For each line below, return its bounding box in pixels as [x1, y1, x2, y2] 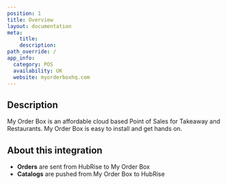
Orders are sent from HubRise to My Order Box [16, 162, 150, 171]
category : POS [13, 61, 53, 68]
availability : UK [13, 67, 63, 74]
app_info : [7, 55, 36, 62]
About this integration [7, 145, 103, 156]
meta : [7, 29, 23, 36]
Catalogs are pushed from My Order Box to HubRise [16, 170, 165, 178]
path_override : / [7, 49, 57, 56]
